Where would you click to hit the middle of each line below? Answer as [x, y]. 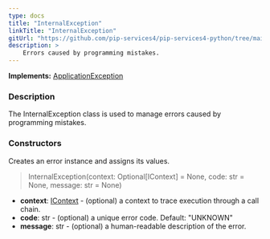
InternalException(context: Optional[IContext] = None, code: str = [136, 176]
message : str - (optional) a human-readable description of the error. [133, 226]
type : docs [27, 16]
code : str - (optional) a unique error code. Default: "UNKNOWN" [126, 217]
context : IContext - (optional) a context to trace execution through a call [139, 201]
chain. [30, 209]
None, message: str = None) [75, 184]
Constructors [35, 144]
